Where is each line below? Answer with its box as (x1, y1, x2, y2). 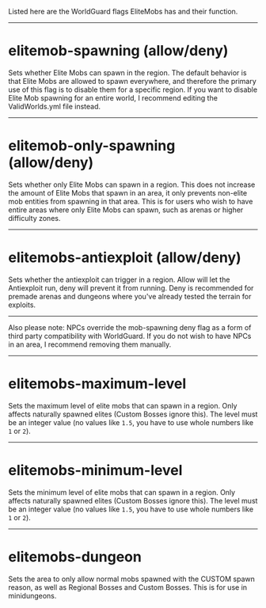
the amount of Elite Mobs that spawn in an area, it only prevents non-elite (8, 188, 248, 197)
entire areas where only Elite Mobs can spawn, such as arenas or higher (8, 205, 244, 215)
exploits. (8, 300, 36, 310)
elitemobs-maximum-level (8, 375, 187, 393)
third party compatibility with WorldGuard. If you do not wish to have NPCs (8, 331, 252, 340)
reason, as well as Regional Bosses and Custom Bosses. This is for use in (8, 582, 248, 592)
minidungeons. (8, 591, 57, 600)
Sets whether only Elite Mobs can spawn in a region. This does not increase (8, 180, 256, 189)
